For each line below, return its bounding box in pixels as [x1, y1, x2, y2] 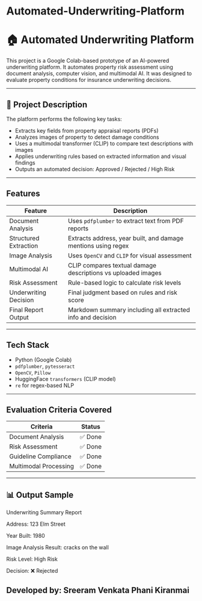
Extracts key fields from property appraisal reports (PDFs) [14, 127, 159, 134]
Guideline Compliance [9, 452, 72, 461]
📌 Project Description [6, 99, 88, 110]
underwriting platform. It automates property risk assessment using [6, 63, 173, 71]
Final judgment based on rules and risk [68, 288, 177, 297]
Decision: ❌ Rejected [6, 567, 58, 574]
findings [14, 159, 35, 166]
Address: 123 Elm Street [6, 520, 66, 528]
